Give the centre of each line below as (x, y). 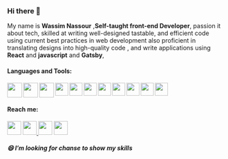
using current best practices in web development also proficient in (102, 41)
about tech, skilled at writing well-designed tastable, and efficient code (108, 33)
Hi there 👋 (24, 11)
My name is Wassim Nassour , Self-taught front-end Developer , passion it (114, 26)
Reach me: (23, 109)
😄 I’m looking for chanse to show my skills (70, 148)
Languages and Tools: (40, 71)
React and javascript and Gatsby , (56, 55)
